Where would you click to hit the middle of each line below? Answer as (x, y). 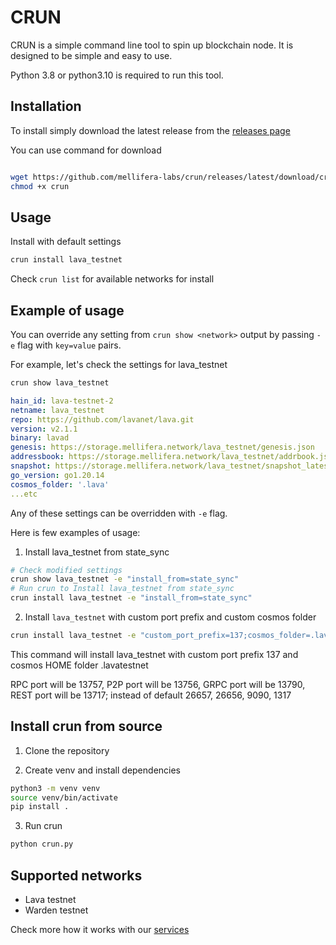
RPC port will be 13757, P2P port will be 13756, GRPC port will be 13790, (158, 684)
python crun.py (42, 844)
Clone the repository (67, 750)
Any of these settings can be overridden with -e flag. (119, 513)
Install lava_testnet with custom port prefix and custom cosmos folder (170, 617)
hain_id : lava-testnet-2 (62, 401)
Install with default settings (66, 242)
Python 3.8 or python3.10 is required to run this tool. (117, 75)
